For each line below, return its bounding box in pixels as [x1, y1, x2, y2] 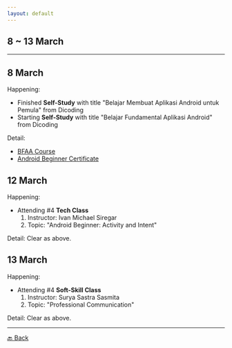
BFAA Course [17, 147, 56, 156]
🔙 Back [7, 334, 29, 342]
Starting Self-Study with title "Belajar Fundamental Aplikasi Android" [17, 113, 213, 121]
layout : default [7, 10, 54, 17]
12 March [7, 174, 48, 186]
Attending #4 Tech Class [17, 206, 89, 214]
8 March [7, 67, 43, 79]
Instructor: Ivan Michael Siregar [27, 214, 117, 222]
